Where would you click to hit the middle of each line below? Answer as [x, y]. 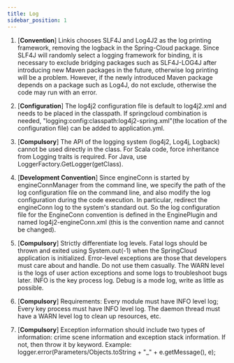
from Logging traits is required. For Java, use [82, 156]
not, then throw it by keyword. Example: [74, 344]
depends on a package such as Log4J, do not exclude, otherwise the [117, 85]
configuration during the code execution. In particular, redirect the [112, 199]
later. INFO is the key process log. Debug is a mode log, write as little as [120, 280]
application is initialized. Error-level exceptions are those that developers [122, 258]
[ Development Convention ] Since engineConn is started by [103, 177]
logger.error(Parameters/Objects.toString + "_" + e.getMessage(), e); [117, 352]
